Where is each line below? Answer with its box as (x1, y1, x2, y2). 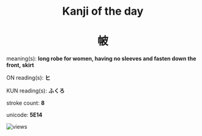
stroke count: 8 (6, 99, 45, 107)
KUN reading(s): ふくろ (6, 87, 65, 94)
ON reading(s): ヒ (6, 74, 51, 81)
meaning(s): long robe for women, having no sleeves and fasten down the (6, 55, 196, 62)
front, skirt (6, 61, 34, 69)
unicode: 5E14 (6, 111, 43, 119)
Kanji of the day (62, 4, 144, 18)
